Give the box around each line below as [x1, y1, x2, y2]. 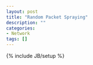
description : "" [6, 19, 46, 25]
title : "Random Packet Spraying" [6, 14, 88, 20]
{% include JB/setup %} [6, 53, 65, 59]
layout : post [6, 8, 38, 15]
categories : [6, 25, 35, 31]
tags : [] [6, 36, 28, 42]
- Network [6, 31, 31, 37]
